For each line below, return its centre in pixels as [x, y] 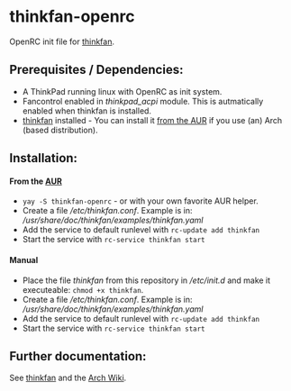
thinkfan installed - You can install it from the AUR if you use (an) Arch [152, 120]
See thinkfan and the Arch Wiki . [68, 378]
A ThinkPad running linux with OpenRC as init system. [122, 91]
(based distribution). [60, 130]
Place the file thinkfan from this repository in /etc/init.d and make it [146, 280]
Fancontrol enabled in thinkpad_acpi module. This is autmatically [143, 101]
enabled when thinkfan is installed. [86, 111]
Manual [24, 259]
